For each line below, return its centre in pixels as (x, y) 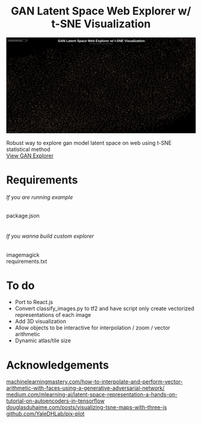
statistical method (28, 149)
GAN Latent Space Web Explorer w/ (101, 11)
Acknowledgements (58, 365)
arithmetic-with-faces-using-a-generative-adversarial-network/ (85, 388)
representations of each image (53, 315)
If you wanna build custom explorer (50, 236)
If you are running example (40, 197)
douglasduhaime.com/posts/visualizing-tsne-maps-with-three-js (87, 407)
